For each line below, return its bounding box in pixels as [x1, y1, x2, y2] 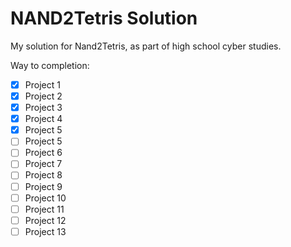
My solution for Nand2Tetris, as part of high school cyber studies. [10, 40, 282, 52]
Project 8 [24, 169, 63, 181]
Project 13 [24, 225, 67, 237]
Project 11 [24, 203, 65, 215]
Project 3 [24, 102, 63, 114]
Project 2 [24, 90, 63, 102]
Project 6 [24, 147, 63, 159]
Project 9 [24, 180, 63, 192]
